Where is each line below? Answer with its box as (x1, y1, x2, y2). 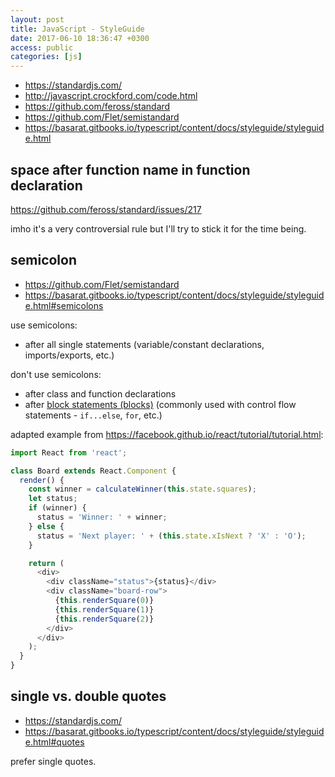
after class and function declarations (24, 387, 177, 400)
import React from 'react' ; (10, 447, 128, 458)
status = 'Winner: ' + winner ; (36, 512, 168, 522)
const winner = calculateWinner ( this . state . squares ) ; (28, 484, 257, 495)
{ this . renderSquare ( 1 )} (54, 604, 155, 615)
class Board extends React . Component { (10, 466, 177, 476)
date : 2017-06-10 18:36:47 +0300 (10, 33, 150, 43)
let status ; (28, 494, 78, 504)
